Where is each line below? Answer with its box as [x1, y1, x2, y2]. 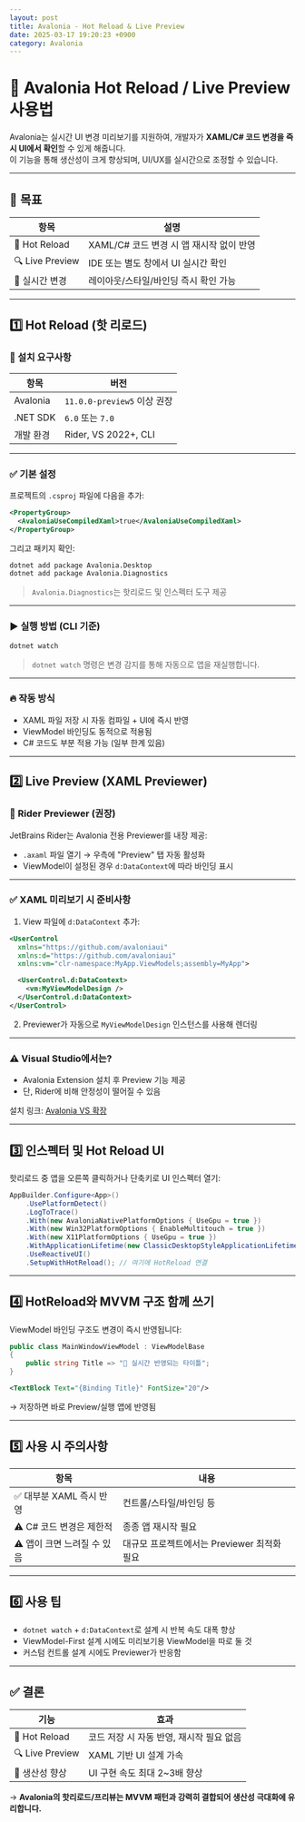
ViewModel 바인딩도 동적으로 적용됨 [22, 725, 152, 736]
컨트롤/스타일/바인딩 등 [122, 1496, 216, 1509]
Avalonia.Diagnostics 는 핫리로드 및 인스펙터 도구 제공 [31, 586, 227, 597]
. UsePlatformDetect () [25, 1199, 107, 1208]
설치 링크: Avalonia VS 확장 [9, 1105, 107, 1117]
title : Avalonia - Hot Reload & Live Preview [9, 22, 184, 31]
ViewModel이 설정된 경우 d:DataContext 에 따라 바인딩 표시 [22, 860, 234, 872]
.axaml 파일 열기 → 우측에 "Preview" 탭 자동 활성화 [22, 849, 206, 860]
